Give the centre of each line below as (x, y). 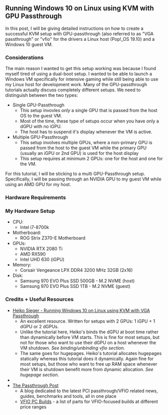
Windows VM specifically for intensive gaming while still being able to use (82, 79)
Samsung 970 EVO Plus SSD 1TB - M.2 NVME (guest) (75, 286)
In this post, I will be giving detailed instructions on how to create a (74, 28)
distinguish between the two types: (41, 95)
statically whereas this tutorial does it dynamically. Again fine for (87, 359)
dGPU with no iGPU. (41, 127)
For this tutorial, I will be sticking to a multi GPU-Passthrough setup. (75, 174)
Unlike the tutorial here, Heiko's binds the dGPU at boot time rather (89, 332)
